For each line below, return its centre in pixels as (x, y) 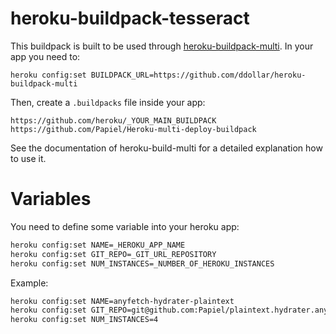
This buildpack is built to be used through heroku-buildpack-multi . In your (162, 46)
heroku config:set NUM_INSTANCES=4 (84, 320)
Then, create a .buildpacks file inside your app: (108, 102)
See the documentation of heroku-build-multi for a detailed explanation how (166, 148)
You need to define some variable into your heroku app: (125, 226)
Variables (51, 199)
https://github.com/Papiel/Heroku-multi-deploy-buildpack (133, 129)
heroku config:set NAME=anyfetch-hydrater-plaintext (122, 301)
